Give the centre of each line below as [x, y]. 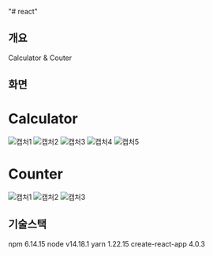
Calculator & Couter [40, 58]
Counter [35, 174]
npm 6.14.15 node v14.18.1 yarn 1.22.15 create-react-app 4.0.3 [106, 243]
